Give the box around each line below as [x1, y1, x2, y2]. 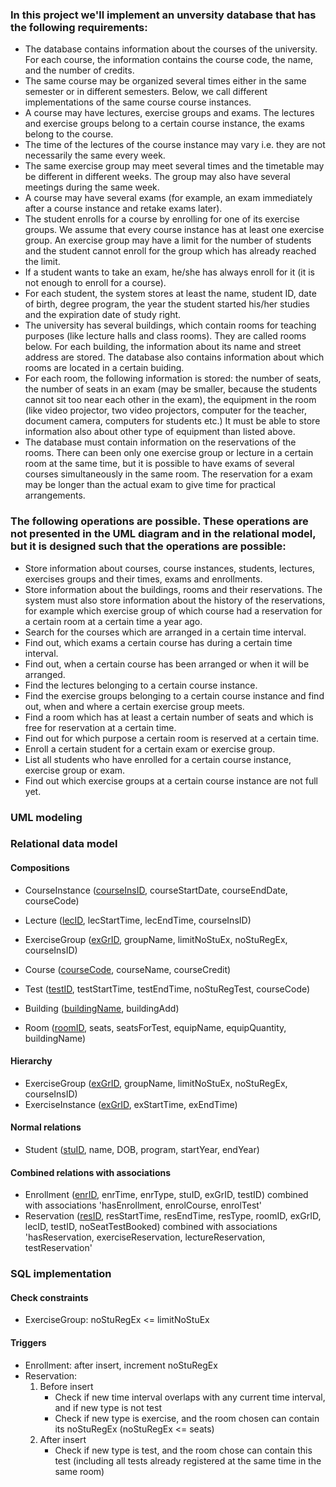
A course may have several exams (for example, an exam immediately [24, 192, 313, 204]
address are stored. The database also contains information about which [24, 351, 325, 363]
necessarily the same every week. [24, 149, 166, 162]
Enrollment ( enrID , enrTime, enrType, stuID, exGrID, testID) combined [24, 1189, 309, 1201]
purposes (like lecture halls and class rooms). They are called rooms [24, 330, 307, 342]
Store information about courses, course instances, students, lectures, [24, 562, 316, 574]
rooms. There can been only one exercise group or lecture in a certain [24, 447, 314, 459]
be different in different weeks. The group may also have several [24, 171, 291, 183]
